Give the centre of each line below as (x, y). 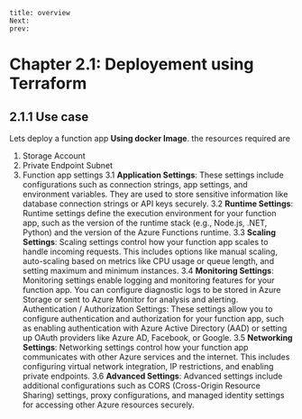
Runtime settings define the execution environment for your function (149, 213)
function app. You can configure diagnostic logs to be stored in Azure (151, 290)
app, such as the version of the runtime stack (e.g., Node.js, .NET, (145, 223)
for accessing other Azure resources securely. (109, 405)
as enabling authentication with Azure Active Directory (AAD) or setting (155, 328)
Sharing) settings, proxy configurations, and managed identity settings (153, 395)
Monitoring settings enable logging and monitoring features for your (148, 280)
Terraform (48, 83)
